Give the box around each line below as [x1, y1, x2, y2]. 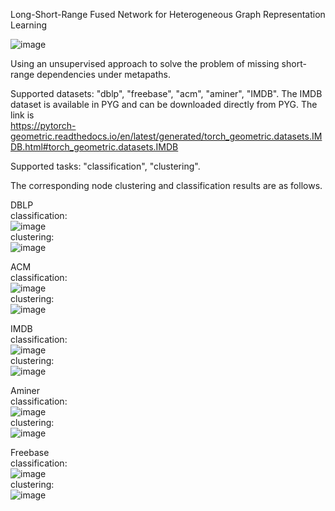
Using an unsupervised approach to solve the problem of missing [10, 58, 280, 69]
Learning [10, 19, 48, 31]
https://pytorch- [10, 120, 77, 131]
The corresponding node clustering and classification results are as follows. [10, 180, 323, 191]
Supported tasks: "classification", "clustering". [10, 160, 201, 172]
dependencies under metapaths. [36, 69, 171, 80]
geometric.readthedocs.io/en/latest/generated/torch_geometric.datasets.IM [10, 130, 323, 142]
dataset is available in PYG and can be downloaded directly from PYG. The [10, 99, 318, 110]
